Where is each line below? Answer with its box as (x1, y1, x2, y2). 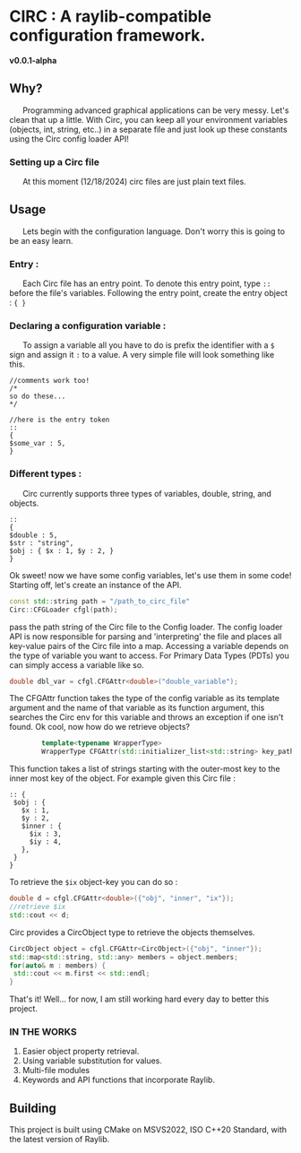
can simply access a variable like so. (9, 659, 145, 670)
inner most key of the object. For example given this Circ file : (9, 773, 236, 784)
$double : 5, (9, 531, 58, 540)
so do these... (9, 392, 66, 401)
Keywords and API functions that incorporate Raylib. (21, 1074, 215, 1086)
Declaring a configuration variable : (9, 320, 167, 333)
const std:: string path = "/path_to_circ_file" (9, 596, 191, 606)
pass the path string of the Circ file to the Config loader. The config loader (9, 621, 283, 632)
